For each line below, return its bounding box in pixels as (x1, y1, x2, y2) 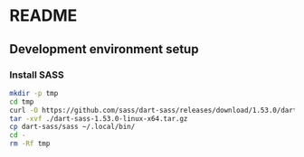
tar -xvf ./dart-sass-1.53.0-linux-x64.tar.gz (9, 114, 188, 123)
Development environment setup (9, 42, 199, 57)
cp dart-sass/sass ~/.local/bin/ (9, 123, 136, 132)
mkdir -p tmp (9, 88, 59, 97)
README (9, 5, 78, 26)
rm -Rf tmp (9, 139, 51, 149)
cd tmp (9, 97, 34, 106)
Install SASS (9, 69, 65, 81)
